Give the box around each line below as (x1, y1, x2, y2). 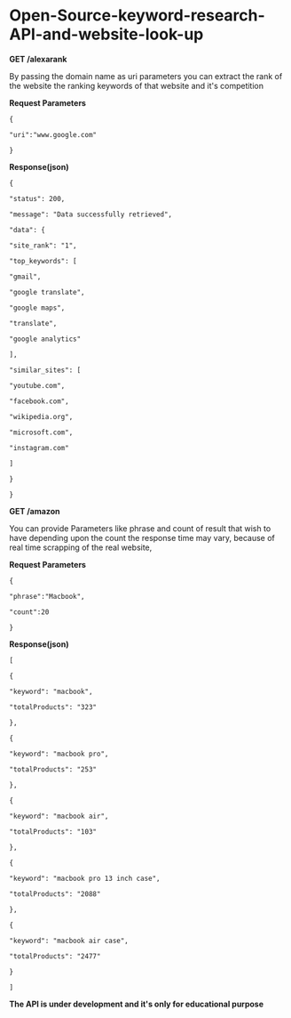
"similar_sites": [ (9, 366, 82, 375)
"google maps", (9, 303, 66, 312)
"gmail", (9, 272, 42, 281)
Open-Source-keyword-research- (9, 5, 266, 26)
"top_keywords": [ (9, 256, 77, 265)
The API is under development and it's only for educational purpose (9, 998, 264, 1009)
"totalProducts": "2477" (9, 951, 101, 961)
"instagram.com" (9, 443, 69, 452)
